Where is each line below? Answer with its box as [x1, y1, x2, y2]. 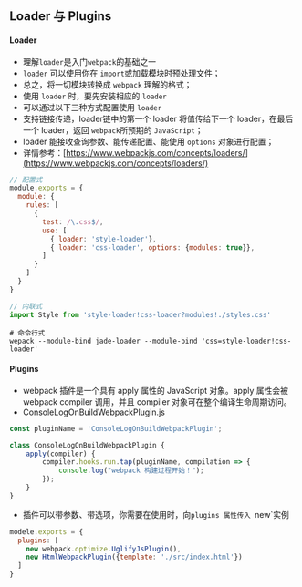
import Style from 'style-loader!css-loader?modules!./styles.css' [9, 310, 272, 319]
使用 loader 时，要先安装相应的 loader [22, 90, 167, 101]
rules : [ [26, 201, 59, 210]
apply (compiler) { [26, 449, 96, 458]
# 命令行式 [9, 328, 46, 337]
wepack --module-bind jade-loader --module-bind [9, 336, 198, 345]
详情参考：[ [22, 147, 67, 158]
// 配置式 [9, 175, 43, 184]
